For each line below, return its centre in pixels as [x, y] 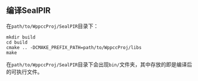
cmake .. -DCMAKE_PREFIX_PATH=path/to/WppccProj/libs [74, 47]
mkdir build [21, 37]
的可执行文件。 [24, 72]
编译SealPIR [28, 11]
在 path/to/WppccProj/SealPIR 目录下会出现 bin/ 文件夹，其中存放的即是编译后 [99, 64]
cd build [17, 42]
